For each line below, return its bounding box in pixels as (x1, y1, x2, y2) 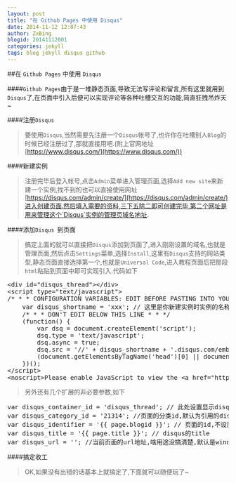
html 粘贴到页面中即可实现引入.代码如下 (24, 266, 138, 274)
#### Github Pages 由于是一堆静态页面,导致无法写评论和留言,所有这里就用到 (7, 84, 225, 93)
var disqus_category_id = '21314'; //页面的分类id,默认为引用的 (7, 411, 220, 420)
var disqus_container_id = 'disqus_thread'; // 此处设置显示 (7, 403, 215, 411)
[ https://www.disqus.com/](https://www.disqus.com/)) (24, 147, 183, 155)
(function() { (22, 317, 71, 325)
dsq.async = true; (37, 338, 100, 346)
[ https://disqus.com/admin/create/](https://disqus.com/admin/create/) (24, 193, 228, 201)
